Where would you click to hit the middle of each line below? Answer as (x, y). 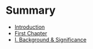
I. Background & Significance (50, 39)
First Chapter (31, 33)
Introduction (30, 27)
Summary (30, 10)
